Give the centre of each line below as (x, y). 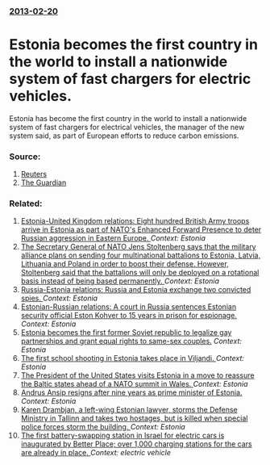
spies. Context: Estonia (59, 298)
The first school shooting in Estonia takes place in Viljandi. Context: (133, 358)
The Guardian (44, 182)
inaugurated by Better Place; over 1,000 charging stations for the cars (136, 444)
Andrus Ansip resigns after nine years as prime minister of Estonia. (131, 392)
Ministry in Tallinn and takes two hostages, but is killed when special (134, 418)
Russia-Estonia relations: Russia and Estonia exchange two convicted (136, 290)
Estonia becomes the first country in (134, 45)
